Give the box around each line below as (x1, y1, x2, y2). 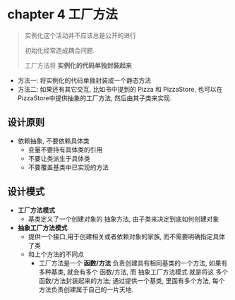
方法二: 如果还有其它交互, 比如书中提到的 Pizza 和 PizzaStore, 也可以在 (17, 85, 223, 93)
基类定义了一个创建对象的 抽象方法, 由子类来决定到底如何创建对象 (28, 215, 219, 223)
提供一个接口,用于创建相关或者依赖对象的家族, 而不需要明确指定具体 (28, 232, 226, 241)
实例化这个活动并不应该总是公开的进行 (24, 31, 136, 40)
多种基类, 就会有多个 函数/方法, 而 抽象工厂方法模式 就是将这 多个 (38, 268, 229, 276)
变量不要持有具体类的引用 (28, 145, 103, 154)
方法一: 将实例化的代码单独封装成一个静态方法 (17, 76, 152, 85)
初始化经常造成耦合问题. (24, 46, 95, 54)
